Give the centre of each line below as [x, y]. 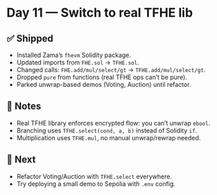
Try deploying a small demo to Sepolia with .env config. [96, 184]
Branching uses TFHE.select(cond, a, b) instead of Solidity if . [107, 130]
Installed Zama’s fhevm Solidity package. [74, 55]
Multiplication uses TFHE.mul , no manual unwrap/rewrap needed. [108, 137]
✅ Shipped [30, 39]
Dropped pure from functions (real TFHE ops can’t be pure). [102, 77]
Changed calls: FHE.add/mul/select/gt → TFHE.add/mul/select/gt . [111, 70]
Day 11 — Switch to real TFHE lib [100, 13]
